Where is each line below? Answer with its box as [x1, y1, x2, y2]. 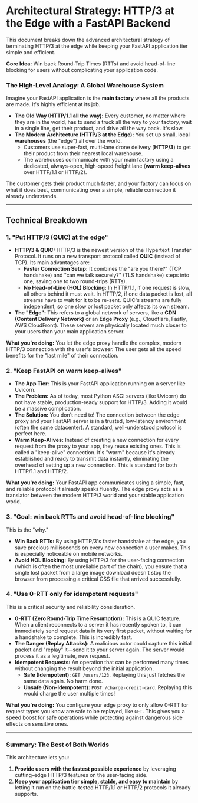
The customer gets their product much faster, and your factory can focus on [6, 180, 192, 187]
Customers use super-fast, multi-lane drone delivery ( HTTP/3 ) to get [23, 143, 192, 151]
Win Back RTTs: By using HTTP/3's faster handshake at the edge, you [14, 537, 186, 545]
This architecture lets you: [6, 754, 70, 761]
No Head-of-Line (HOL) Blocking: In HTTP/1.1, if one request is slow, [23, 284, 191, 291]
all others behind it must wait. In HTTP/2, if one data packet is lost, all [23, 290, 192, 297]
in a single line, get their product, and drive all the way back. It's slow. [14, 125, 184, 132]
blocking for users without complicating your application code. [6, 66, 158, 73]
